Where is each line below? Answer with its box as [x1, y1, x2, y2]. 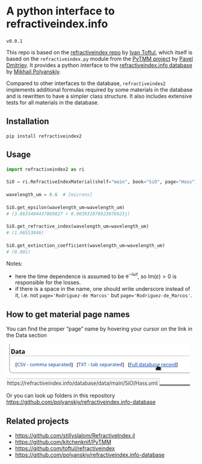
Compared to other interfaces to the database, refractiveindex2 [6, 80, 166, 87]
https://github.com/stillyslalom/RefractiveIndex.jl [14, 432, 135, 439]
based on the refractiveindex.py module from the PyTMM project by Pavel [6, 55, 194, 62]
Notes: [6, 259, 23, 267]
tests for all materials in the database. [6, 98, 99, 106]
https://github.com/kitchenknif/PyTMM [14, 439, 111, 446]
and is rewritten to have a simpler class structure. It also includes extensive [6, 92, 192, 100]
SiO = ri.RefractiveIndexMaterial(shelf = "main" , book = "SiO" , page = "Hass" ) [6, 179, 198, 185]
